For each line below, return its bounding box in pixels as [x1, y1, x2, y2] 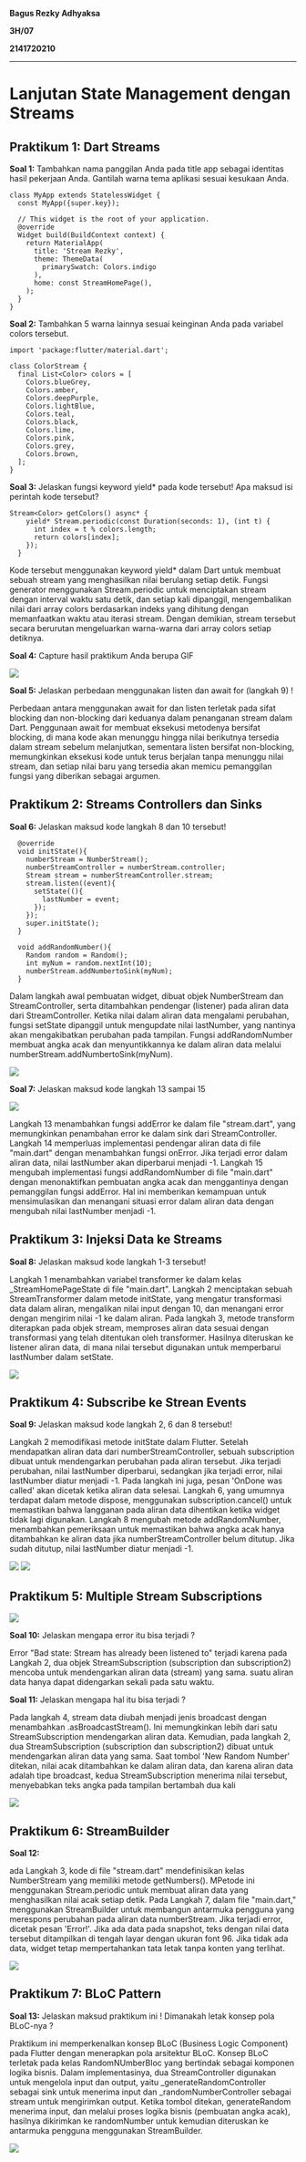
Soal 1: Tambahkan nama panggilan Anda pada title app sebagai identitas [9, 163, 284, 174]
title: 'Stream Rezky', [33, 246, 125, 255]
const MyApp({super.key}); [17, 199, 120, 208]
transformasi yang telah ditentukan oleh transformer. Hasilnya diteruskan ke [9, 1332, 294, 1343]
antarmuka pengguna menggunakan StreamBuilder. [9, 2125, 203, 2136]
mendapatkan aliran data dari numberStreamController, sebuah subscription [9, 1446, 295, 1458]
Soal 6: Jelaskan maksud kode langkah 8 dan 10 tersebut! [9, 821, 227, 832]
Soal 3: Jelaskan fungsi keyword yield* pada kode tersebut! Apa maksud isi [9, 482, 293, 492]
